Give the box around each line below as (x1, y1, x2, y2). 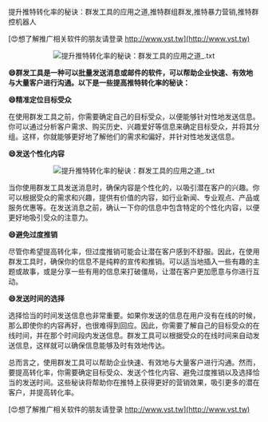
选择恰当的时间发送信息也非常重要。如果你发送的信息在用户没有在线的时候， (8, 311, 260, 320)
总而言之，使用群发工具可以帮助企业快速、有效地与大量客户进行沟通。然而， (8, 358, 260, 367)
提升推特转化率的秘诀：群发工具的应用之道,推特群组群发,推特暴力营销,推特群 (8, 7, 259, 16)
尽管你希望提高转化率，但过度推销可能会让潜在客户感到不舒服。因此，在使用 (8, 247, 260, 256)
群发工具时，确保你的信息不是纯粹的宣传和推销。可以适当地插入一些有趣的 (8, 257, 253, 266)
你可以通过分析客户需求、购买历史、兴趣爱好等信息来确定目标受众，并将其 (8, 122, 253, 131)
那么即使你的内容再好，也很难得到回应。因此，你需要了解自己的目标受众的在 (8, 320, 260, 330)
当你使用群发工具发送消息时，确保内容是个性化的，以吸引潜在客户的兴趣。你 (8, 183, 260, 192)
